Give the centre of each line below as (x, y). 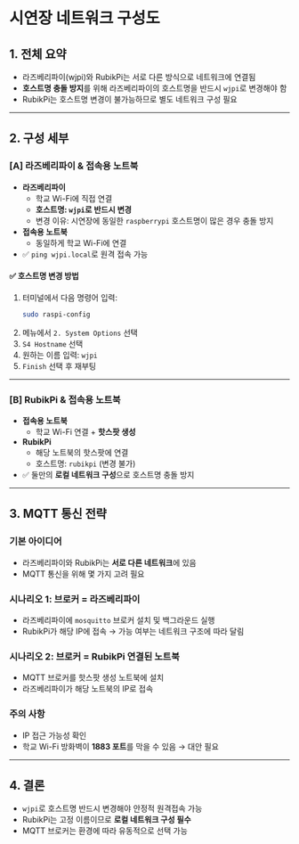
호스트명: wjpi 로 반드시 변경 (83, 209)
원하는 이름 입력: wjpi (60, 355)
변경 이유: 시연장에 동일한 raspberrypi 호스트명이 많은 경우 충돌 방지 (154, 220)
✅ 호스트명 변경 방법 (44, 276)
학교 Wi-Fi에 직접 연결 (74, 198)
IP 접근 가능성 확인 (54, 735)
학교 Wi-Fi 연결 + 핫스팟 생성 (85, 432)
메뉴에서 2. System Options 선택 (80, 332)
